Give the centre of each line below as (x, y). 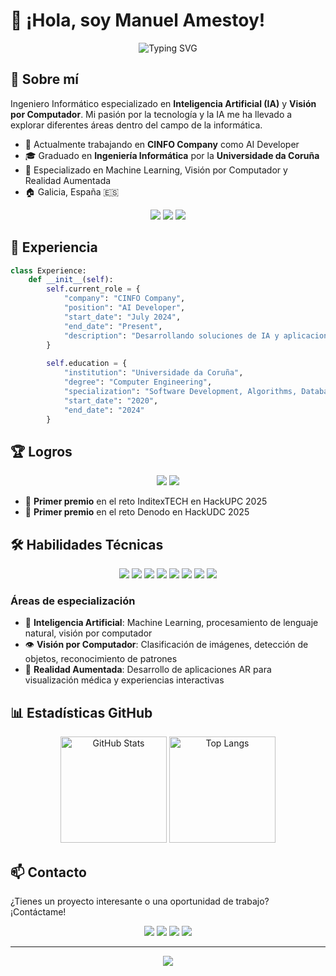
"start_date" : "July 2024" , (122, 317)
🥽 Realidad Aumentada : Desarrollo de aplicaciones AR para (148, 670)
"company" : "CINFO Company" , (124, 299)
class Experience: (48, 270)
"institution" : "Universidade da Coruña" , (153, 373)
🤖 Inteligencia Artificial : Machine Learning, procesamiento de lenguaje (171, 623)
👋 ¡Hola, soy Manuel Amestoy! (138, 20)
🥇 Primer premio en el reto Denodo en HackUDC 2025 (137, 512)
